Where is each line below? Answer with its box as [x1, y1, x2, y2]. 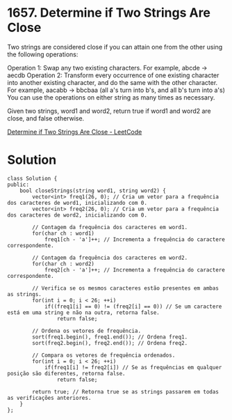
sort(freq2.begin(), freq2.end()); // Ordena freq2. [32, 339, 188, 346]
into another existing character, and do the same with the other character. [7, 78, 218, 86]
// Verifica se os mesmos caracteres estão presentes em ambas [32, 284, 219, 292]
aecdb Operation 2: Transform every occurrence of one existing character [7, 71, 219, 79]
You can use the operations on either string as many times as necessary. [7, 93, 215, 102]
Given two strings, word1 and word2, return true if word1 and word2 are [7, 107, 212, 115]
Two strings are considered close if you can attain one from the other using [7, 42, 223, 51]
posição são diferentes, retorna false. [7, 370, 126, 377]
